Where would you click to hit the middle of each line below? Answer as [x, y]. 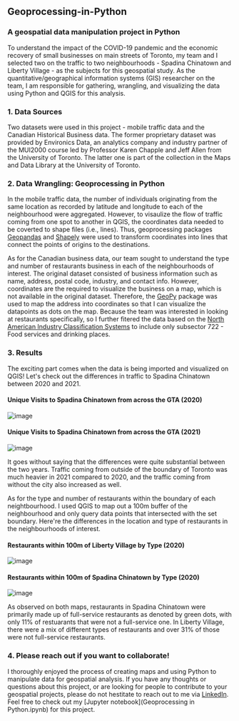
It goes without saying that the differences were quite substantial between [116, 462]
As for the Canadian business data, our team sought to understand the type [118, 258]
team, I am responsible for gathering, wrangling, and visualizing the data [113, 86]
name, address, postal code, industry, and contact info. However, [103, 281]
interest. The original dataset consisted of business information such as [112, 273]
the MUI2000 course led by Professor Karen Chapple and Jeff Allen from [115, 150]
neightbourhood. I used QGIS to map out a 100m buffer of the [97, 505]
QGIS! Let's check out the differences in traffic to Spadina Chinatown [109, 376]
